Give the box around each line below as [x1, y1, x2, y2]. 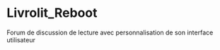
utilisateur [6, 35, 36, 44]
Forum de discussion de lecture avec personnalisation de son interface [6, 28, 214, 37]
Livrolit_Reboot [6, 5, 98, 21]
